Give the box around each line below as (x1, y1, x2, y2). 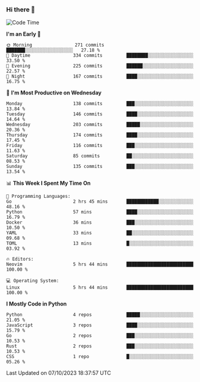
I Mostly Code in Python (6, 300, 67, 307)
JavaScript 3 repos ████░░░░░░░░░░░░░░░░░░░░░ (6, 322, 194, 328)
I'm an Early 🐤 (6, 30, 41, 38)
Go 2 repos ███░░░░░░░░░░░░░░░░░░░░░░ (6, 333, 194, 339)
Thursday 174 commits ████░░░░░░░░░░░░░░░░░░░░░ (6, 132, 194, 138)
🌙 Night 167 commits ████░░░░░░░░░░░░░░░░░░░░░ (6, 74, 194, 80)
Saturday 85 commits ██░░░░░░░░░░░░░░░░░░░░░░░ (6, 153, 194, 159)
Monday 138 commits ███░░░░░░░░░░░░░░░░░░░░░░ (6, 101, 194, 107)
